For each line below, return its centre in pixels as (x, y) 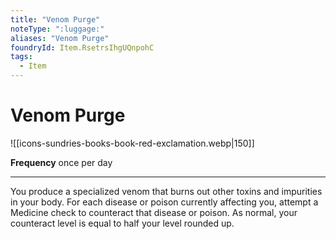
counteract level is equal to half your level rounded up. (122, 223)
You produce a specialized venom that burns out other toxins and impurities (166, 191)
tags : (21, 57)
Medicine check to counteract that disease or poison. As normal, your (154, 212)
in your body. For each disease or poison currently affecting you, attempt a (164, 202)
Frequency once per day (61, 162)
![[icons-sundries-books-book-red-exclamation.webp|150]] (132, 143)
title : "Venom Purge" (55, 19)
